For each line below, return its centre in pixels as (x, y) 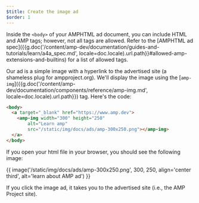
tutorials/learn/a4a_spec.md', (42, 53)
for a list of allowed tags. (98, 60)
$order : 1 (18, 17)
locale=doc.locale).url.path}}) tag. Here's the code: (69, 96)
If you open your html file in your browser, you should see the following (93, 152)
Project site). (22, 193)
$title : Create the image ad (42, 12)
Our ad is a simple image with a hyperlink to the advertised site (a (86, 71)
